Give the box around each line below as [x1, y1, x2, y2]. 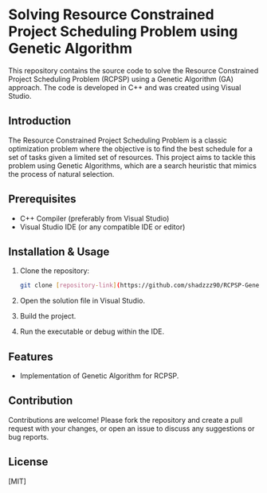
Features [8, 350, 53, 363]
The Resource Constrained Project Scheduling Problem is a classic [8, 135, 227, 145]
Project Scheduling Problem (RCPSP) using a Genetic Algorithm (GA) [8, 74, 234, 84]
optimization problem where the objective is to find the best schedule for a [8, 143, 253, 153]
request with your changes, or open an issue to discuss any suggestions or [8, 424, 255, 433]
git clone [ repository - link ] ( [19, 281, 121, 290]
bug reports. [8, 432, 49, 441]
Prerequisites [8, 193, 77, 206]
